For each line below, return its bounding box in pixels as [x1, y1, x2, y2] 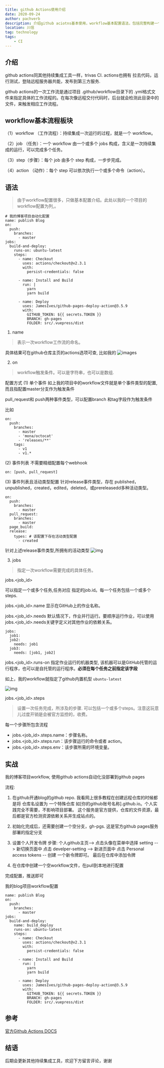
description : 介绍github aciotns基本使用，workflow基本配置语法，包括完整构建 [5, 21, 155, 26]
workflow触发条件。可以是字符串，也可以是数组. [17, 370, 114, 376]
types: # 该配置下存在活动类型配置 [14, 534, 77, 539]
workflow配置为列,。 [17, 203, 59, 209]
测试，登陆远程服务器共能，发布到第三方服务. [9, 78, 101, 84]
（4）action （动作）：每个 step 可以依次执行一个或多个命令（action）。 [5, 168, 148, 173]
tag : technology [5, 30, 38, 35]
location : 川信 [5, 25, 35, 30]
